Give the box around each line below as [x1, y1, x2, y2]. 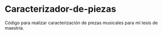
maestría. [5, 25, 24, 31]
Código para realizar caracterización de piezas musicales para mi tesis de [5, 20, 158, 26]
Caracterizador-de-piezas [5, 3, 116, 15]
